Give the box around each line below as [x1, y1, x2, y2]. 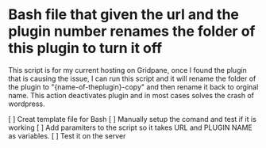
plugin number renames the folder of [8, 22, 256, 40]
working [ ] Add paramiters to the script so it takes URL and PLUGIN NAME [8, 123, 253, 132]
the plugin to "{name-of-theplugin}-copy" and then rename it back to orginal [8, 82, 259, 92]
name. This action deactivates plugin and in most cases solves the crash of [8, 90, 254, 100]
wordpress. [8, 99, 45, 108]
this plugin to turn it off [8, 40, 163, 57]
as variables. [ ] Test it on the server [8, 131, 126, 140]
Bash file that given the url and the [8, 6, 240, 24]
